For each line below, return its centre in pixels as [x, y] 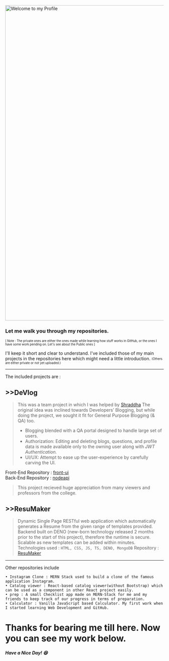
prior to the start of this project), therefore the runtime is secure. [84, 537]
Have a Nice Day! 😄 [26, 652]
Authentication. [41, 452]
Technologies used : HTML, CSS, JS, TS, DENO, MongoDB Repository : [88, 547]
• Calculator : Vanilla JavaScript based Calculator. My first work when [84, 603]
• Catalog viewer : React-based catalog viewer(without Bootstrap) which [84, 586]
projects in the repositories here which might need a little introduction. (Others [84, 359]
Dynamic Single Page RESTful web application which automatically [87, 521]
